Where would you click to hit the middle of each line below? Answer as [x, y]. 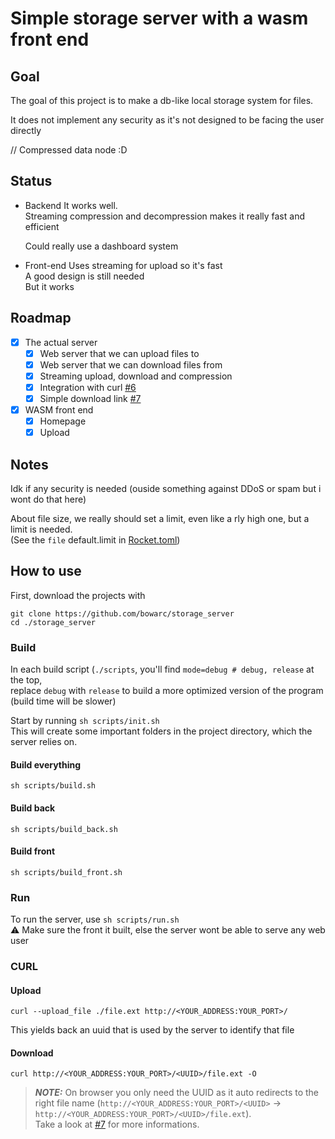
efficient [42, 226]
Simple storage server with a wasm [159, 18]
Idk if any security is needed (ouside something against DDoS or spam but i [166, 488]
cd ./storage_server [53, 622]
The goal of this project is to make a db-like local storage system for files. [162, 100]
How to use [46, 571]
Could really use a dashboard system [101, 246]
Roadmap [41, 318]
